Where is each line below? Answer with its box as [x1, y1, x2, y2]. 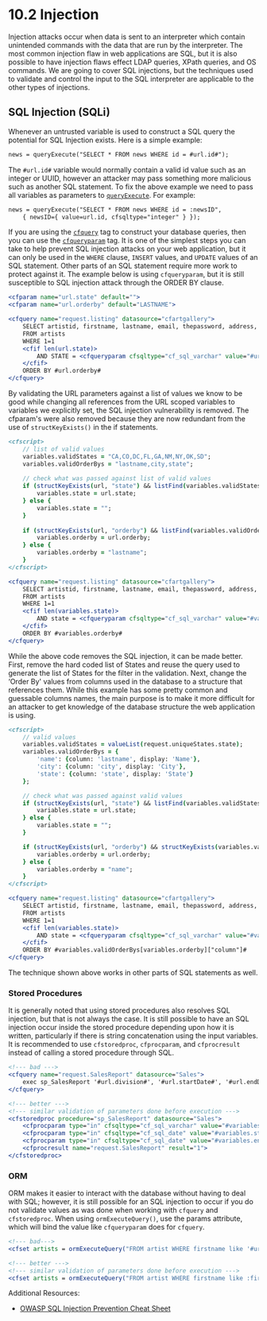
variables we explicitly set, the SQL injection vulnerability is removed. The [8, 405, 250, 415]
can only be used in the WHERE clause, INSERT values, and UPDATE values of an [8, 253, 258, 262]
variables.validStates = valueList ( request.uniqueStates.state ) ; [22, 741, 244, 749]
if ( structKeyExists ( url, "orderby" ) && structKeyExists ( [22, 843, 219, 851]
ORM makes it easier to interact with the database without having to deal [8, 1188, 246, 1198]
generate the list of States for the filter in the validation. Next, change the [8, 668, 247, 677]
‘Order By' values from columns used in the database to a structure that [8, 676, 243, 686]
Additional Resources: [8, 1288, 80, 1298]
